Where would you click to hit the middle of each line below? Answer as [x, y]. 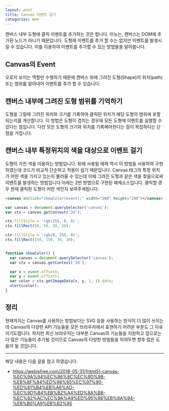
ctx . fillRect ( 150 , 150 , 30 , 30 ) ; [40, 240]
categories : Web [22, 19]
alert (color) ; [24, 286]
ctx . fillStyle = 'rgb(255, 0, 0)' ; [43, 221]
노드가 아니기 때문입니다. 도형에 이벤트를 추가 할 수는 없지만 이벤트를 [81, 40]
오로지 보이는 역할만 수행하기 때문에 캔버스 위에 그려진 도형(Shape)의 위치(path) [84, 77]
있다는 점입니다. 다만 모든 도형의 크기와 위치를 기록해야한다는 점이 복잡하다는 [80, 127]
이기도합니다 [18, 333]
